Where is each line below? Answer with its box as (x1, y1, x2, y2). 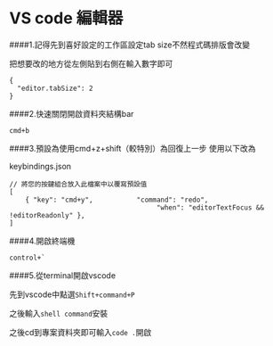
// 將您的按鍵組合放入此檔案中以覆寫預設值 (9, 179, 148, 188)
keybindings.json (9, 161, 72, 171)
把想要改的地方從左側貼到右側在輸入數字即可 (9, 58, 173, 69)
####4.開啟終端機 (9, 235, 76, 246)
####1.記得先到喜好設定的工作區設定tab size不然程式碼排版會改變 (9, 39, 251, 50)
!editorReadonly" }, (9, 210, 86, 219)
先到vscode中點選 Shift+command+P (9, 289, 135, 300)
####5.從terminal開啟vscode (9, 269, 116, 281)
